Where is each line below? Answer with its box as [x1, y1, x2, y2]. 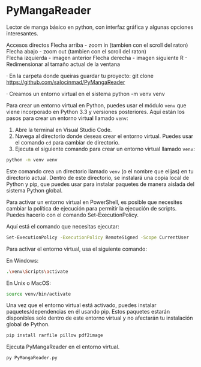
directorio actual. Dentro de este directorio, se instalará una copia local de [6, 174, 190, 181]
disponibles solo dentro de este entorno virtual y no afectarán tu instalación [6, 314, 193, 321]
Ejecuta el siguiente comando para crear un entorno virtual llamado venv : [14, 145, 195, 152]
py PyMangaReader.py [6, 355, 58, 361]
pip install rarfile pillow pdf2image [6, 332, 103, 339]
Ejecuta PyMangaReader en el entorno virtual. [6, 343, 120, 351]
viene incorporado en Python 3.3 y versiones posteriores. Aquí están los [6, 108, 185, 115]
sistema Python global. [6, 186, 63, 194]
